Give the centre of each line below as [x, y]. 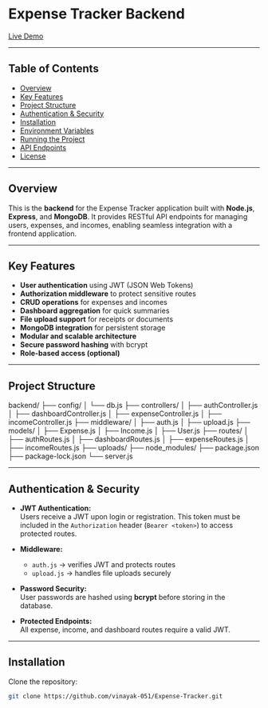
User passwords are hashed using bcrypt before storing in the [122, 597]
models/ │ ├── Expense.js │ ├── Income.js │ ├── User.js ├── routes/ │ [128, 431]
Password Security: [53, 588]
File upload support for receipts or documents [97, 319]
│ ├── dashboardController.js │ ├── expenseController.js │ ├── [115, 414]
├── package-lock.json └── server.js [71, 456]
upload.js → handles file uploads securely [101, 573]
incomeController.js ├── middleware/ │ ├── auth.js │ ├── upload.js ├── [129, 422]
